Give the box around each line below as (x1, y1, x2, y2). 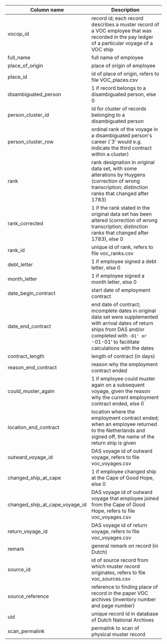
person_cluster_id (7, 112, 49, 118)
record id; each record (91, 15, 144, 21)
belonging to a (91, 112, 125, 118)
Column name (30, 6, 64, 13)
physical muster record (91, 631, 146, 638)
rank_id (7, 247, 25, 253)
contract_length (7, 353, 45, 360)
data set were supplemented (91, 314, 158, 320)
